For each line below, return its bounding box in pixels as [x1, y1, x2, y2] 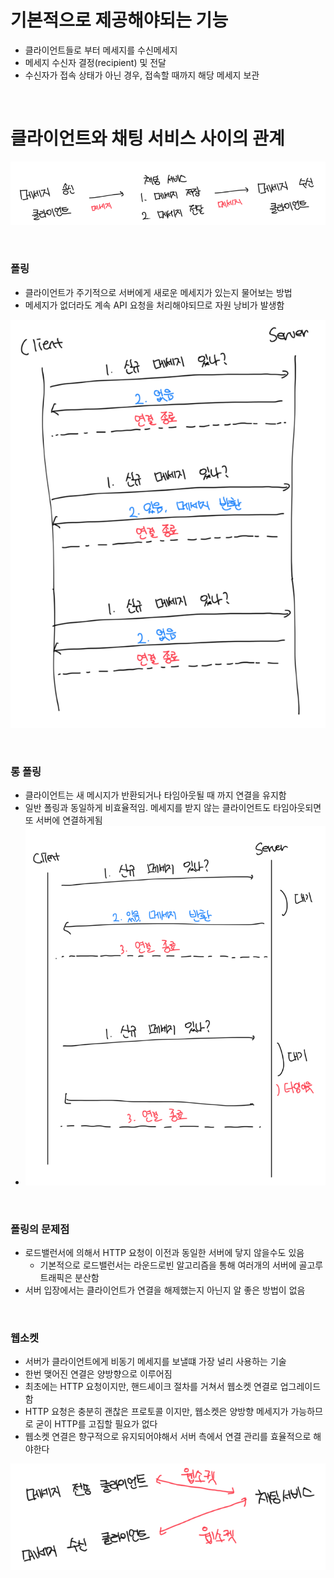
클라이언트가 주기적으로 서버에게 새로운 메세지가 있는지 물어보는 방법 [24, 286, 293, 298]
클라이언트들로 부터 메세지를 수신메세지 [24, 44, 178, 56]
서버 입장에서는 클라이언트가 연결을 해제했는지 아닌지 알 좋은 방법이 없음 [24, 1284, 306, 1296]
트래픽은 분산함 [39, 1271, 100, 1283]
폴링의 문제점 [10, 1222, 70, 1236]
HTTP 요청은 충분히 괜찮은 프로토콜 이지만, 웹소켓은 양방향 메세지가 [24, 1406, 289, 1418]
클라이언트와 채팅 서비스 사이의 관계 [10, 127, 285, 150]
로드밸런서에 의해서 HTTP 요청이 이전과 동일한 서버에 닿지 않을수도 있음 [24, 1246, 305, 1258]
